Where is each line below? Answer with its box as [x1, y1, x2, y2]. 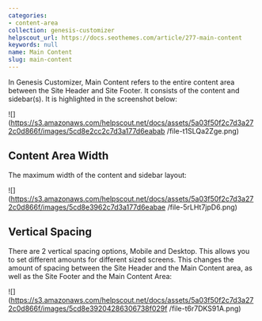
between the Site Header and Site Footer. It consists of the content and [8, 85, 240, 95]
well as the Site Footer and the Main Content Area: [8, 271, 173, 281]
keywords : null [8, 41, 59, 49]
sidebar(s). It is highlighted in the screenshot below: [8, 94, 178, 104]
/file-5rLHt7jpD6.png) [167, 202, 237, 212]
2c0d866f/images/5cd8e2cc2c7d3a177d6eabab [8, 126, 165, 135]
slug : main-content [8, 56, 73, 64]
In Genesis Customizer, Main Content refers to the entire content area [8, 77, 235, 87]
